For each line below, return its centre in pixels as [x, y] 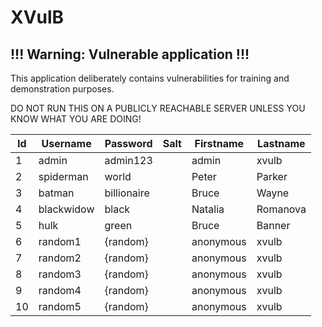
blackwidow [66, 209]
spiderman [63, 176]
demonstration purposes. [62, 89]
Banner [273, 225]
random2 [60, 258]
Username [66, 143]
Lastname [281, 143]
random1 [60, 241]
